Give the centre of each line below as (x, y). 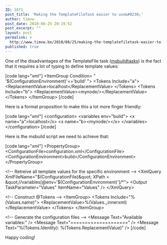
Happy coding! (20, 237)
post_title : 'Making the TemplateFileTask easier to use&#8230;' (74, 14)
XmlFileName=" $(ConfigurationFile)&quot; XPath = (57, 176)
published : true (22, 47)
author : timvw (20, 19)
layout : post (19, 33)
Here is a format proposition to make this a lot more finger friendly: (73, 106)
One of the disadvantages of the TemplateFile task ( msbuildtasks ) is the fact (83, 61)
